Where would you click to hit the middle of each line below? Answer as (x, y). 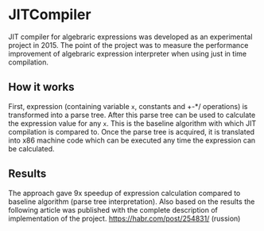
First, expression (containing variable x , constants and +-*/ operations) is (128, 106)
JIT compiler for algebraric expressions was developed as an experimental (130, 37)
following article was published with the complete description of (113, 209)
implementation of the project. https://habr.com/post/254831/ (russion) (124, 218)
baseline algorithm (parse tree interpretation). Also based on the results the (132, 202)
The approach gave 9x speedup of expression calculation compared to (124, 193)
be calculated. (31, 148)
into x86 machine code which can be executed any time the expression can (132, 140)
